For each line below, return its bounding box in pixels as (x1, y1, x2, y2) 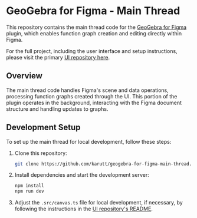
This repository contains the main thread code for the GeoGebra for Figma (6, 24, 187, 31)
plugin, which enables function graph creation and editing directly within (6, 29, 182, 37)
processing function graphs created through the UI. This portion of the (6, 93, 178, 100)
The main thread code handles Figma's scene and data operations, (6, 87, 169, 94)
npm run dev (14, 189, 44, 194)
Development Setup (6, 123, 81, 133)
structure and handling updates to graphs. (6, 105, 109, 113)
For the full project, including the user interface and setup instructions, (6, 47, 178, 54)
